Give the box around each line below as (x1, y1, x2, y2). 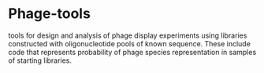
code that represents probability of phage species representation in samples (8, 47, 257, 57)
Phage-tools (8, 5, 91, 23)
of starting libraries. (8, 56, 73, 65)
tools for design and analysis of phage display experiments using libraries (8, 31, 247, 40)
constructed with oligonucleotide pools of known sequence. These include (8, 38, 251, 48)
